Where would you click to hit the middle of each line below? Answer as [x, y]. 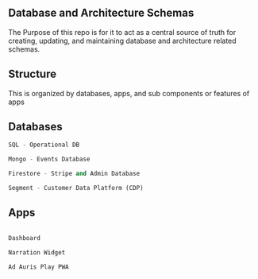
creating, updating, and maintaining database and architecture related [122, 41]
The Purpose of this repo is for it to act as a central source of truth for [122, 32]
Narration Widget [37, 252]
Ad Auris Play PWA [39, 267]
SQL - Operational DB [44, 145]
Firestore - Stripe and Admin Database [74, 174]
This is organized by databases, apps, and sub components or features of [129, 93]
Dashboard [25, 238]
